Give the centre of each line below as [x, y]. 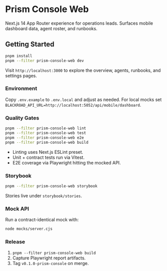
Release [15, 241]
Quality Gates [22, 118]
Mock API [17, 209]
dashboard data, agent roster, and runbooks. [51, 28]
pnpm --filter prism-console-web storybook [51, 186]
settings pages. [21, 75]
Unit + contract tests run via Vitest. [48, 157]
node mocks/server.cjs [29, 229]
